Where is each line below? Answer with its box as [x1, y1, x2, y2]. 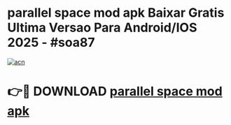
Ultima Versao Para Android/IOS [7, 20, 197, 36]
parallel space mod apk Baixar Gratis [7, 5, 225, 21]
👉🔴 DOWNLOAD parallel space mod [7, 84, 223, 99]
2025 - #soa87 [7, 35, 95, 50]
